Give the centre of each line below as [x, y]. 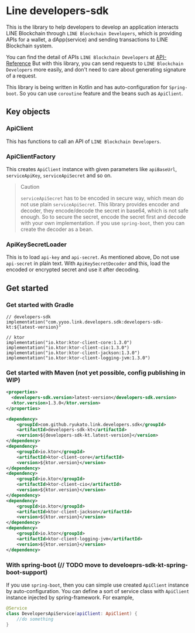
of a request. [21, 76]
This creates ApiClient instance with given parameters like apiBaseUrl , [92, 169]
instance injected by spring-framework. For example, [70, 597]
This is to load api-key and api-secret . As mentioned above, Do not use [93, 257]
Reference [18, 63]
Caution [30, 186]
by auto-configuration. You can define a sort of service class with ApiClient [97, 591]
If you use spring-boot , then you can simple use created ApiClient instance [97, 585]
